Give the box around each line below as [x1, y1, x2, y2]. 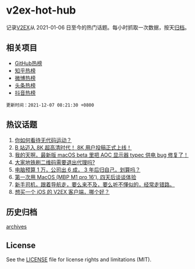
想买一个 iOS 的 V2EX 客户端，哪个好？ [14, 188, 110, 195]
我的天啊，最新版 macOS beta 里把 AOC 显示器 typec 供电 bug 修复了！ [14, 151, 189, 158]
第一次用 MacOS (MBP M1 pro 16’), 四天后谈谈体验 [14, 173, 137, 180]
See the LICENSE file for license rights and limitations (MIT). [6, 256, 152, 263]
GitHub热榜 [14, 60, 42, 67]
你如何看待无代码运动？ [14, 137, 72, 144]
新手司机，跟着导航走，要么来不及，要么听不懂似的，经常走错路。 [14, 181, 175, 188]
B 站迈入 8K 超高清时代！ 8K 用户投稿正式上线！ [14, 144, 132, 151]
